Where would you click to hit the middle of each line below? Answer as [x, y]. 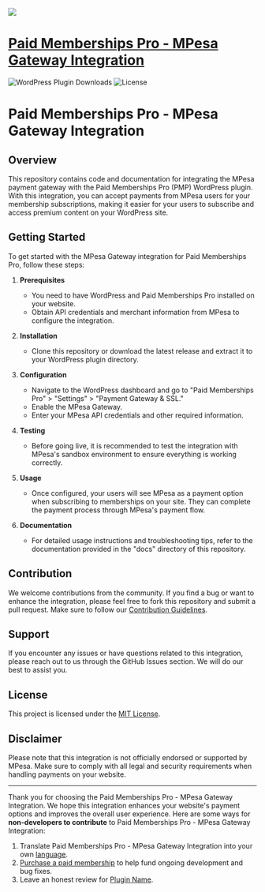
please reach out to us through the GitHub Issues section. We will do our [126, 662]
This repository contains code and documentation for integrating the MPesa [131, 178]
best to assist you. [38, 670]
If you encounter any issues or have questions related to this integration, [126, 653]
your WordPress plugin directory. [85, 359]
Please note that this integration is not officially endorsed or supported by [128, 757]
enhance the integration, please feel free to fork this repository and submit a [132, 601]
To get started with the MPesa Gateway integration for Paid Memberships [127, 256]
